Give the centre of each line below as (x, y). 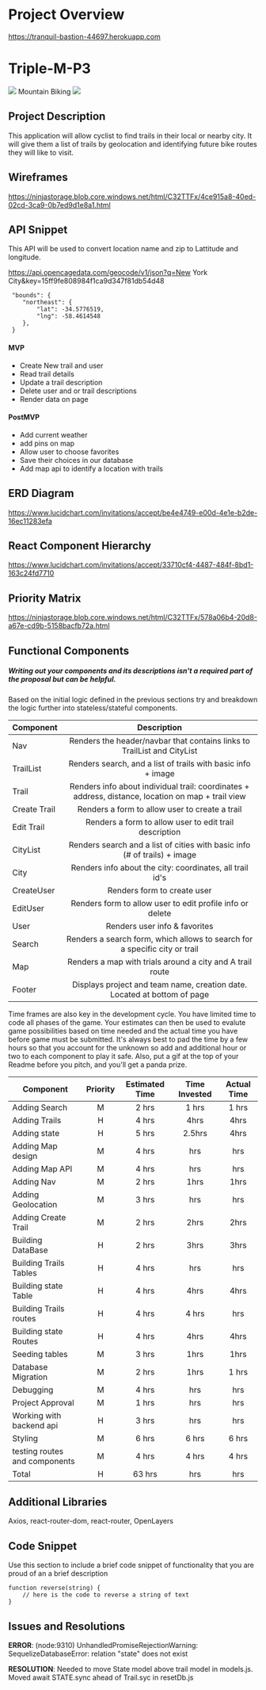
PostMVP (24, 417)
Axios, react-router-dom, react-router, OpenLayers (91, 1521)
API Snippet (38, 229)
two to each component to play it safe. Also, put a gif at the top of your (123, 1056)
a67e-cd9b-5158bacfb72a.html (59, 626)
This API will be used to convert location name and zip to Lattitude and (123, 249)
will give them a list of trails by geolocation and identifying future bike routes (133, 143)
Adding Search (40, 1107)
